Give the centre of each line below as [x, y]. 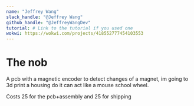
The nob [27, 63]
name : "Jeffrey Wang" [33, 11]
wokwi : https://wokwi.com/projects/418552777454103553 [75, 34]
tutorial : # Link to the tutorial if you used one [70, 28]
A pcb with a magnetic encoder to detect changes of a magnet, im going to [97, 79]
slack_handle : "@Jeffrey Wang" [45, 17]
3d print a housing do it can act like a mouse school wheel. [78, 85]
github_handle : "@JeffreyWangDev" [49, 22]
